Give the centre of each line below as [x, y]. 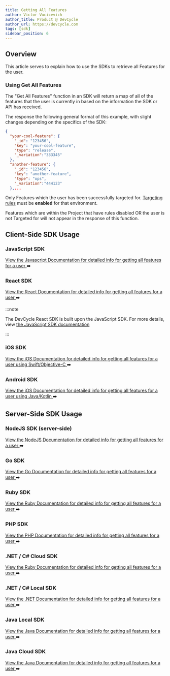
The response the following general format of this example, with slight [78, 117]
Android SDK [22, 379]
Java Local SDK [25, 620]
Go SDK [15, 460]
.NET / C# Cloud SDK [31, 556]
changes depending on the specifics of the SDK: [56, 122]
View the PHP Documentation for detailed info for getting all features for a [82, 535]
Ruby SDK [18, 492]
